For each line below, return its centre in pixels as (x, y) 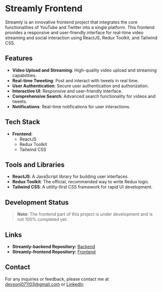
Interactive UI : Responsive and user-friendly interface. (67, 91)
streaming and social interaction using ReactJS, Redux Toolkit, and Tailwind (81, 38)
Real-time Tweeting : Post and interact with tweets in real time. (75, 80)
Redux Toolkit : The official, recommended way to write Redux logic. (81, 182)
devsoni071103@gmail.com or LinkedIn (45, 284)
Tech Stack (23, 122)
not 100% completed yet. (42, 219)
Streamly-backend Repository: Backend (54, 246)
